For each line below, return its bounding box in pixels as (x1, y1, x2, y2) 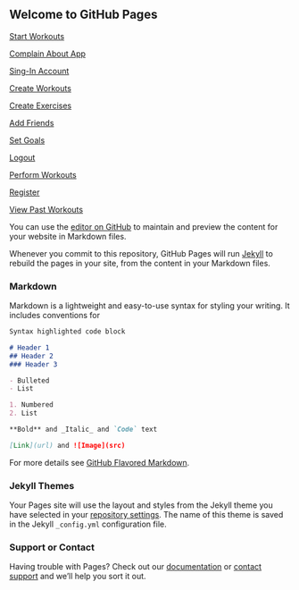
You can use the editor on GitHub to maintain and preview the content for (9, 221, 278, 232)
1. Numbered (9, 400, 54, 409)
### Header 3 (9, 359, 58, 369)
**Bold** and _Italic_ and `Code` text (9, 425, 158, 434)
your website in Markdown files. (9, 231, 127, 241)
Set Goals (9, 134, 46, 146)
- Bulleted (9, 375, 50, 385)
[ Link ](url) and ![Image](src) (9, 441, 126, 450)
